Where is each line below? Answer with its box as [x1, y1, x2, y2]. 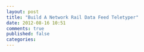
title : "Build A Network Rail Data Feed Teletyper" [6, 14, 139, 20]
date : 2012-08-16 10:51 [6, 20, 66, 26]
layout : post [6, 8, 39, 15]
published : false [6, 31, 50, 37]
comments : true [6, 25, 45, 32]
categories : [6, 36, 36, 42]
